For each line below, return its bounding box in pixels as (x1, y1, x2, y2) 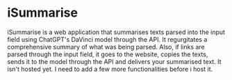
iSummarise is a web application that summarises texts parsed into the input (7, 28, 226, 36)
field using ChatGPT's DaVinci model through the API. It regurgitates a (7, 35, 208, 43)
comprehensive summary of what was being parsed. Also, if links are (7, 42, 205, 51)
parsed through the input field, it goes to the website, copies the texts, (7, 50, 208, 58)
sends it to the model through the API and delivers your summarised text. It (7, 57, 222, 65)
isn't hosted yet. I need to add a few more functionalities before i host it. (7, 65, 213, 73)
